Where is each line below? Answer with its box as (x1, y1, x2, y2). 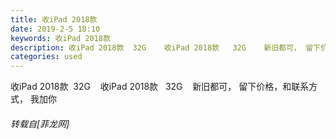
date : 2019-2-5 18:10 (10, 24, 101, 34)
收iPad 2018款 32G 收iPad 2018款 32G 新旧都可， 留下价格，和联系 (10, 81, 310, 93)
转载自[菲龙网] (10, 117, 70, 130)
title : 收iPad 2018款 (10, 14, 98, 25)
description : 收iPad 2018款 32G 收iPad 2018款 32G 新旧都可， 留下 (10, 42, 321, 53)
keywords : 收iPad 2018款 (10, 33, 111, 43)
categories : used (10, 52, 83, 62)
